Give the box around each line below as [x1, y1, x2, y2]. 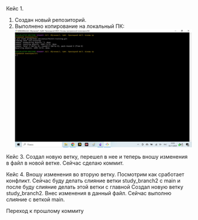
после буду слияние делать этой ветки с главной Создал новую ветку [6, 183, 184, 191]
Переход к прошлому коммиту [6, 207, 84, 214]
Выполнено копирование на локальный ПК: [14, 23, 125, 29]
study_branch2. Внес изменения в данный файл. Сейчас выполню [6, 189, 172, 196]
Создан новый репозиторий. [14, 17, 87, 23]
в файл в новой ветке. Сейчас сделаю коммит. [6, 159, 124, 166]
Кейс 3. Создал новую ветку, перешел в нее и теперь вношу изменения [6, 153, 188, 160]
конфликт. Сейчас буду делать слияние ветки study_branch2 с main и [6, 177, 181, 184]
